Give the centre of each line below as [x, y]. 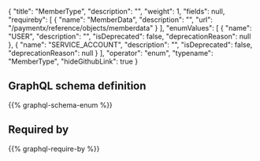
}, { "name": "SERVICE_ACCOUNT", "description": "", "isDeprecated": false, [130, 45]
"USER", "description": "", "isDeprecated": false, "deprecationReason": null [130, 36]
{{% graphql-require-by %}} [54, 148]
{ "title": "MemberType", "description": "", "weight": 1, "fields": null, [117, 11]
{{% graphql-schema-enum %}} [60, 104]
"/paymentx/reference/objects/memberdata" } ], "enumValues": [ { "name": [130, 28]
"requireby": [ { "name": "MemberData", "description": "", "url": [110, 20]
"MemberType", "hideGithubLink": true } [73, 61]
